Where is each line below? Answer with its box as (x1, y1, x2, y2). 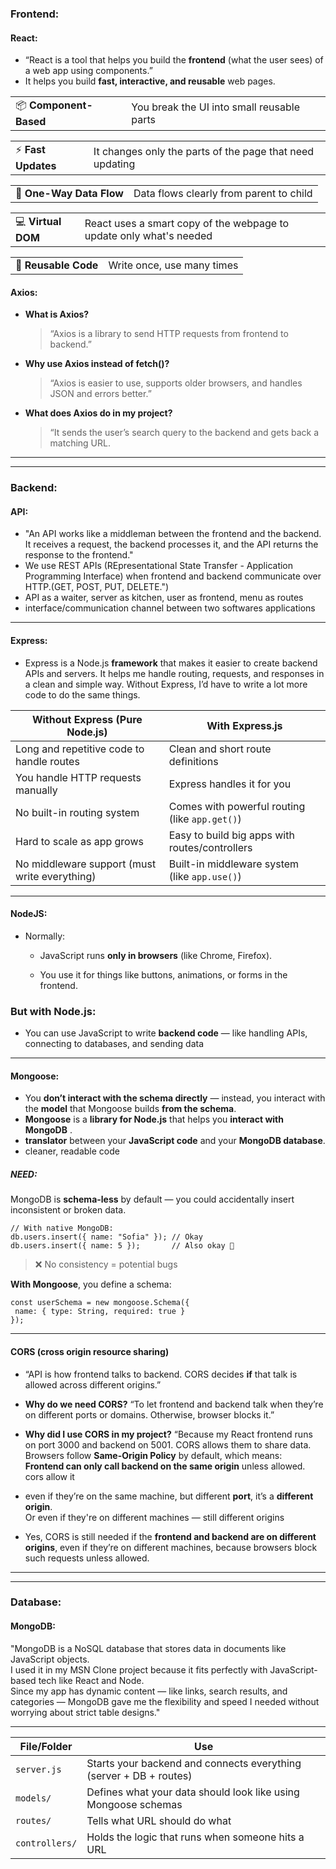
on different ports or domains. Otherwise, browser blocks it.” (24, 1408, 275, 1421)
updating (93, 157, 136, 171)
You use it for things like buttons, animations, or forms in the (39, 968, 288, 981)
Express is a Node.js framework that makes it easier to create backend (24, 657, 318, 669)
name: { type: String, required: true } (14, 1307, 186, 1317)
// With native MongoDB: (10, 1223, 114, 1234)
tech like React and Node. (38, 1674, 145, 1686)
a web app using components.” (24, 65, 153, 77)
